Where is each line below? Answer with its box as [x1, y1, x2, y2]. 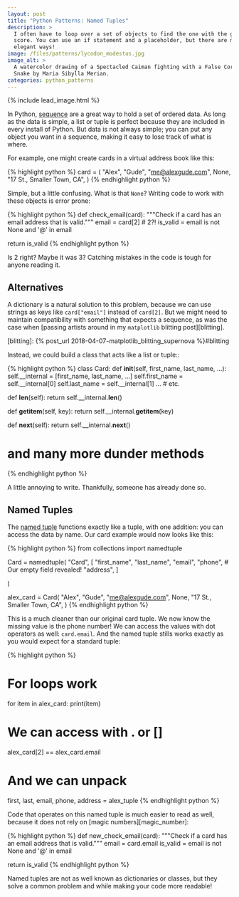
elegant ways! [14, 43, 55, 51]
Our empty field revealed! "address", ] [7, 565, 119, 574]
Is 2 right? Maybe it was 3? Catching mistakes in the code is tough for [7, 253, 212, 262]
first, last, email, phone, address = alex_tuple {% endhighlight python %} [7, 796, 220, 804]
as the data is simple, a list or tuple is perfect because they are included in [7, 117, 225, 126]
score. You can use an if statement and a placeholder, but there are [14, 37, 228, 44]
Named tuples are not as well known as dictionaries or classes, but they [7, 874, 218, 883]
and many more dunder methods [7, 446, 205, 462]
